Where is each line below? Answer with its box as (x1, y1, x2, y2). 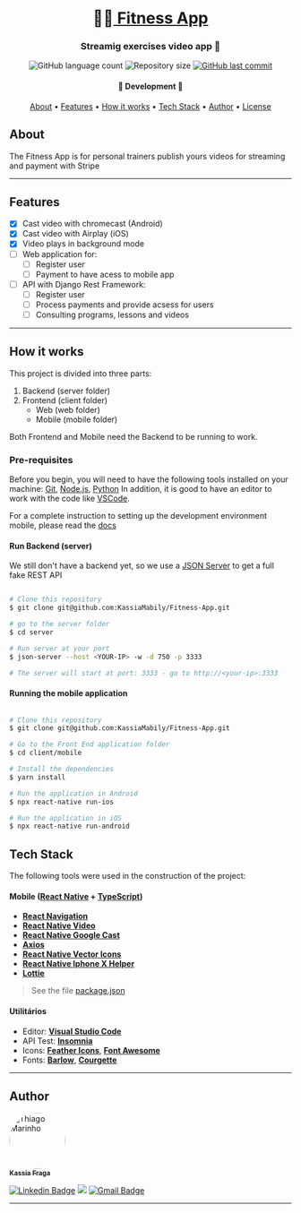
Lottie (21, 968, 45, 979)
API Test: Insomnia (21, 1035, 93, 1046)
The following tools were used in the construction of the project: (9, 871, 246, 882)
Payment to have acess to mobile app (35, 269, 175, 280)
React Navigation (21, 911, 89, 922)
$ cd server (9, 627, 54, 637)
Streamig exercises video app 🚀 (80, 40, 221, 53)
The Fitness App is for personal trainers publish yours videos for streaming (9, 151, 286, 161)
